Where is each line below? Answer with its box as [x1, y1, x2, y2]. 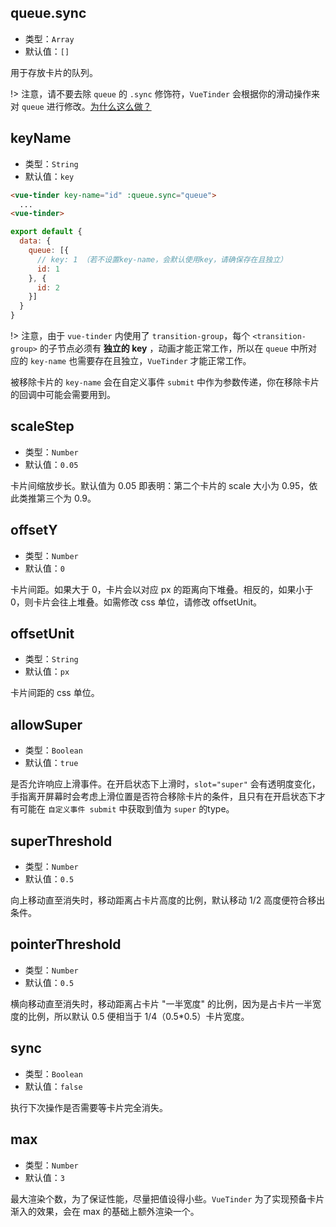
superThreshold [10, 832, 113, 850]
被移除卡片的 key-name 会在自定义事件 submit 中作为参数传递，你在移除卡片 [10, 376, 320, 388]
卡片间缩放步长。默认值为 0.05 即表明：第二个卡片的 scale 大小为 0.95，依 [10, 479, 318, 491]
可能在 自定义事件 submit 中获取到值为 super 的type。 [18, 803, 235, 815]
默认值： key [24, 170, 75, 182]
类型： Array [24, 32, 75, 45]
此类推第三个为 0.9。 [10, 492, 97, 504]
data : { [19, 236, 52, 246]
